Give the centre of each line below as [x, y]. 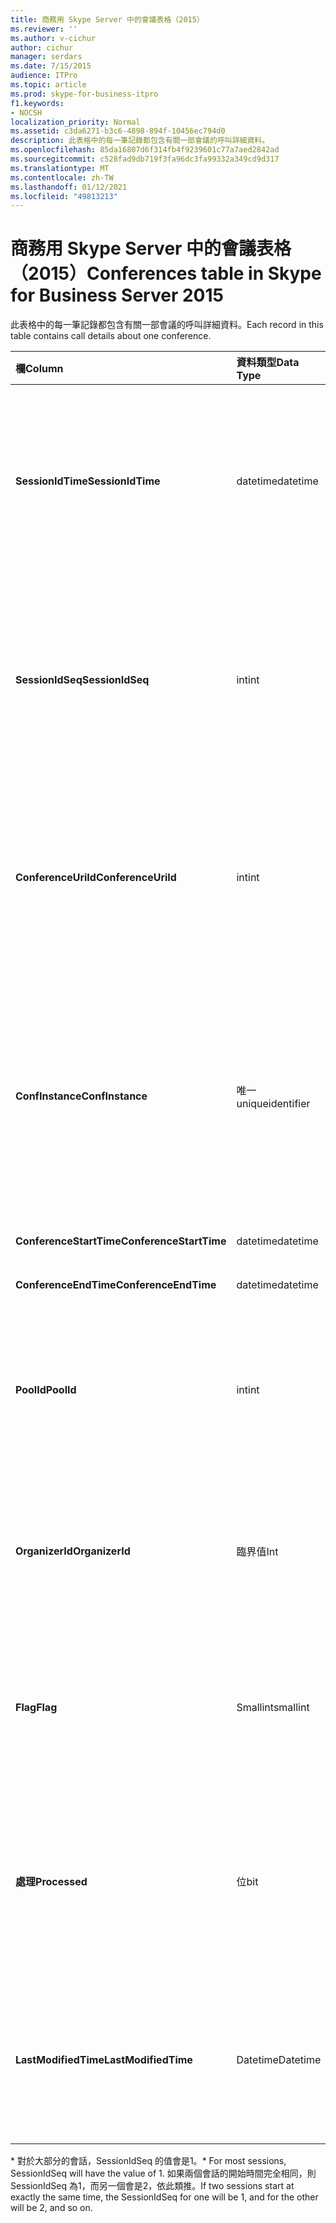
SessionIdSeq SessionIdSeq [82, 680]
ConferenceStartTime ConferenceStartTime [121, 1241]
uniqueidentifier [273, 1104]
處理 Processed [51, 1882]
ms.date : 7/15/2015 [51, 66]
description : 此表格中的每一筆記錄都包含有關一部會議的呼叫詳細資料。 [140, 141]
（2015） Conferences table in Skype [166, 273]
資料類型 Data [268, 363]
